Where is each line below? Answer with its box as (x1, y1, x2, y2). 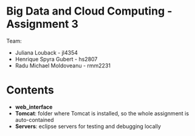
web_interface (15, 103, 53, 110)
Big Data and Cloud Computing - (6, 4, 173, 18)
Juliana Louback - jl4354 (15, 49, 78, 56)
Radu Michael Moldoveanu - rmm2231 (15, 62, 111, 69)
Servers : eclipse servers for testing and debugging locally (15, 123, 161, 130)
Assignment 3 (6, 17, 79, 31)
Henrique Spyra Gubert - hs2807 (15, 55, 98, 63)
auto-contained (15, 116, 54, 123)
